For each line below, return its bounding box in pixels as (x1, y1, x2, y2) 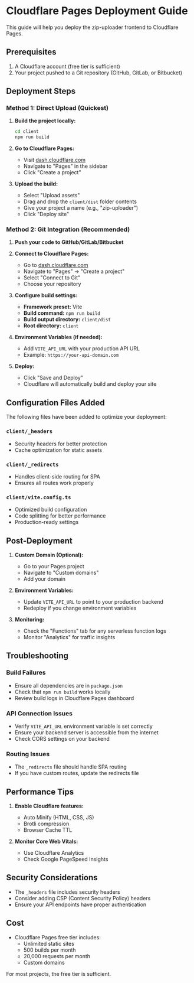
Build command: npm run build (23, 310, 101, 317)
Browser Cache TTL (23, 826, 73, 834)
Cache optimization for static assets (14, 446, 102, 453)
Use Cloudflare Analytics (23, 849, 84, 857)
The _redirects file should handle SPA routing (14, 763, 127, 770)
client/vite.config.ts (6, 494, 71, 500)
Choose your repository (23, 281, 81, 288)
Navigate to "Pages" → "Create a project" (23, 268, 125, 275)
